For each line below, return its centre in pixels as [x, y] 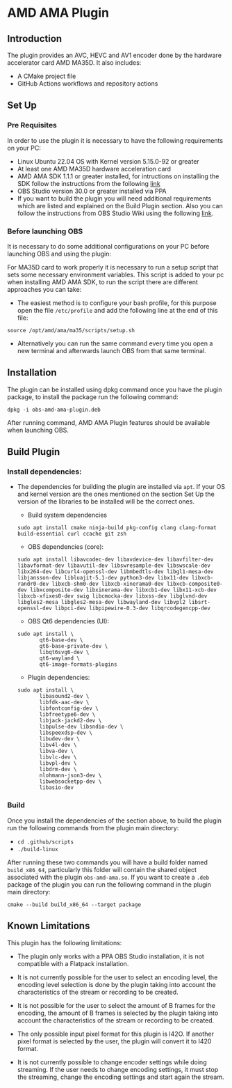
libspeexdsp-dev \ [66, 733]
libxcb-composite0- [195, 584]
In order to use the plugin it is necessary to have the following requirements [115, 140]
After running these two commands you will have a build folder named [108, 862]
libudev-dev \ [59, 739]
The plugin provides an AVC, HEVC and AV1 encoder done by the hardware [115, 55]
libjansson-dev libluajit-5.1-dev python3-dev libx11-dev [103, 578]
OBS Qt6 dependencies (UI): [68, 621]
